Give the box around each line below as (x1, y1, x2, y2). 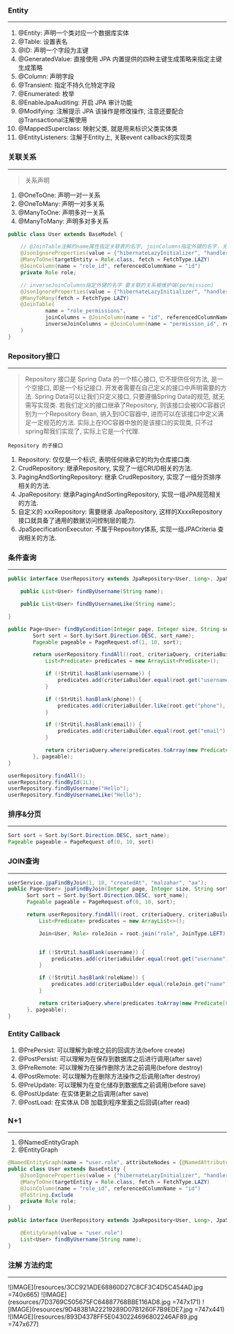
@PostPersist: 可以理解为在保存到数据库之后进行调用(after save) (17, 1054, 202, 1063)
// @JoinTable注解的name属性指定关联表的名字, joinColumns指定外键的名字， (20, 243, 223, 251)
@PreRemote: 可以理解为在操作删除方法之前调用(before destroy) (17, 1063, 203, 1072)
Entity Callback (8, 1029, 61, 1039)
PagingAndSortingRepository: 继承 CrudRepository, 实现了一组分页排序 (17, 473, 222, 482)
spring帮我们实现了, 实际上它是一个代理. (24, 427, 140, 436)
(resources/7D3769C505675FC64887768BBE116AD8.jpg (8, 1297, 171, 1306)
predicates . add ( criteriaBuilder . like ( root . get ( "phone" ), (57, 702, 226, 709)
